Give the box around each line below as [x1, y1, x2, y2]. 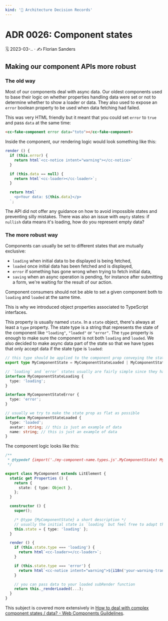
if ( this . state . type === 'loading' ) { [14, 545, 95, 550]
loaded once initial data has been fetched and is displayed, [12, 263, 133, 269]
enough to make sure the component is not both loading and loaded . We [5, 335, 154, 341]
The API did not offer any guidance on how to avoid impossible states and [5, 208, 157, 214]
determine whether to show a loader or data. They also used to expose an [5, 99, 157, 105]
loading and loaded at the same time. [5, 294, 81, 300]
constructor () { [9, 504, 46, 509]
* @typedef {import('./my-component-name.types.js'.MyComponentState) [7, 457, 157, 462]
